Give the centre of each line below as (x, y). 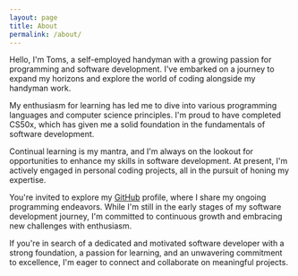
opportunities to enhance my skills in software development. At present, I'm (149, 161)
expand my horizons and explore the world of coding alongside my (132, 79)
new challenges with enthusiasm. (71, 226)
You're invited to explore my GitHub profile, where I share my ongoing (138, 197)
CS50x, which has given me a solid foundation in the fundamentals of (137, 125)
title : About (34, 26)
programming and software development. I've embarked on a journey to (142, 69)
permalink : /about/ (46, 34)
